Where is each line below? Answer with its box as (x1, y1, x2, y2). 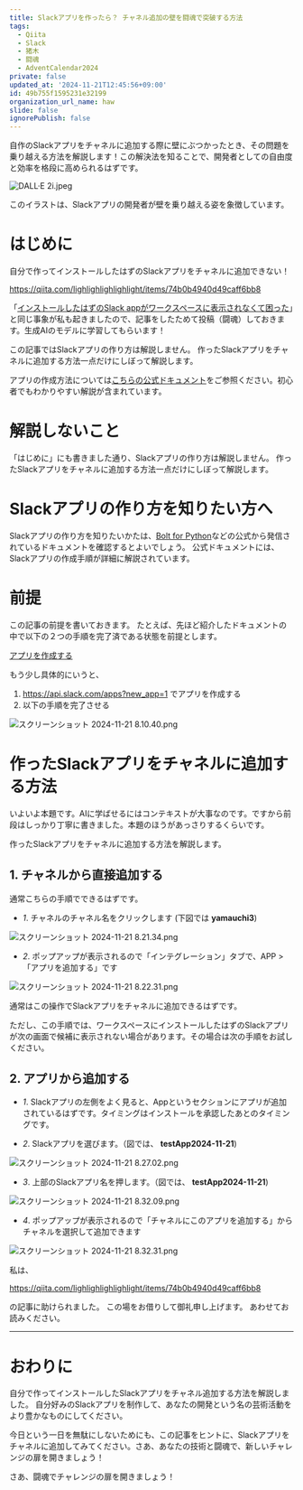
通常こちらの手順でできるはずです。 (9, 893, 143, 904)
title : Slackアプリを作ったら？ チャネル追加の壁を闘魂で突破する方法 (9, 13, 243, 23)
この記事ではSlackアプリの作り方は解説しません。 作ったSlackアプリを (9, 344, 273, 355)
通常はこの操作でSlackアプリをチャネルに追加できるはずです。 (9, 1000, 243, 1011)
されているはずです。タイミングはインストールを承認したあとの (22, 1108, 259, 1119)
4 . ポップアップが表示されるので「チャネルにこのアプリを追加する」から (22, 1215, 293, 1226)
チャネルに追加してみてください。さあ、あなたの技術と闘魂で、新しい (9, 1441, 270, 1452)
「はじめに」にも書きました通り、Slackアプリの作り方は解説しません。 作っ (9, 452, 292, 463)
